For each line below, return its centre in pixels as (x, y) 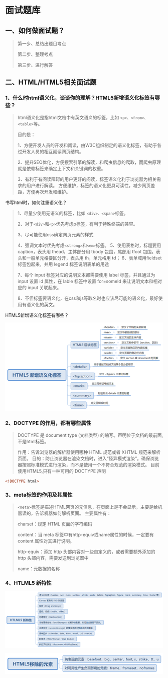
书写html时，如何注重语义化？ (36, 202)
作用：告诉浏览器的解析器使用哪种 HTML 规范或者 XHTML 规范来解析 (89, 452)
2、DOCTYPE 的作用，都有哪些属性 (48, 423)
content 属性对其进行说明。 (46, 541)
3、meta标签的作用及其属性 (39, 495)
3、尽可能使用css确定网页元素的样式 (55, 234)
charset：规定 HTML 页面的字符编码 (55, 524)
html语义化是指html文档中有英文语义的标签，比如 (68, 117)
